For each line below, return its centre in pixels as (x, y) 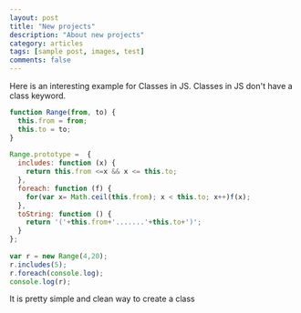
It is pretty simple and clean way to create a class (102, 299)
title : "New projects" (52, 26)
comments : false (40, 60)
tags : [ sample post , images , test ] (77, 52)
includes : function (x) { (67, 163)
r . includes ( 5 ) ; (38, 265)
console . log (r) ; (40, 282)
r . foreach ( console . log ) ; (57, 273)
